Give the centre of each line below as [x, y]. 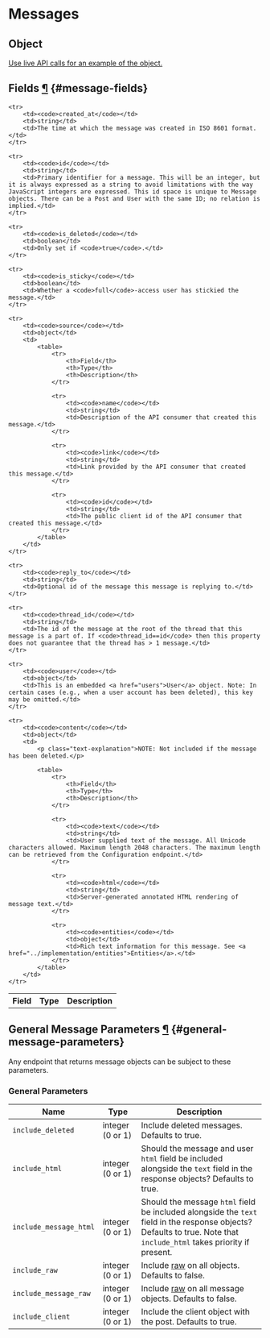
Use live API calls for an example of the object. [86, 63]
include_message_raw [51, 1293]
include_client [41, 1316]
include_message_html [53, 1227]
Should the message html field [198, 1202]
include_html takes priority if [195, 1242]
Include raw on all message [193, 1288]
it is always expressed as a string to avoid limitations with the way [131, 185]
